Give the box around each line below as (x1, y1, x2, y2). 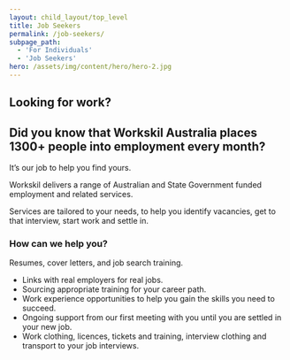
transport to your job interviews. (21, 341, 140, 351)
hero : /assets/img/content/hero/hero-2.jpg (9, 63, 172, 72)
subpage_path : (9, 37, 62, 47)
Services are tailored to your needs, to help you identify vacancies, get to (9, 206, 277, 217)
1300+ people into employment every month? (9, 139, 266, 154)
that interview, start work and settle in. (9, 216, 149, 226)
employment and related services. (9, 189, 134, 200)
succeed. (21, 303, 57, 314)
